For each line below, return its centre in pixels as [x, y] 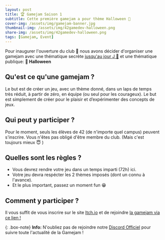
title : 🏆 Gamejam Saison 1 [34, 14]
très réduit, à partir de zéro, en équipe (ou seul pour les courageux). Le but [81, 94]
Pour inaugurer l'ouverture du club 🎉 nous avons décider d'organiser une [79, 51]
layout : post [18, 10]
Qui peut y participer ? [40, 120]
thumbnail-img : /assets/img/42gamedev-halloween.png [60, 28]
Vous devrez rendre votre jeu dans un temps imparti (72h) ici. [74, 170]
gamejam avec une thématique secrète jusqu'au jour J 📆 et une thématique [81, 56]
